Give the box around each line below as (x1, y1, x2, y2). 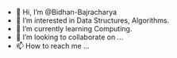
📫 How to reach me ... (15, 42, 90, 50)
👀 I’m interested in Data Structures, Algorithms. (15, 16, 170, 25)
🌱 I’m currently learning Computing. (15, 24, 133, 33)
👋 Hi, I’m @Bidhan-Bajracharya (15, 8, 117, 16)
